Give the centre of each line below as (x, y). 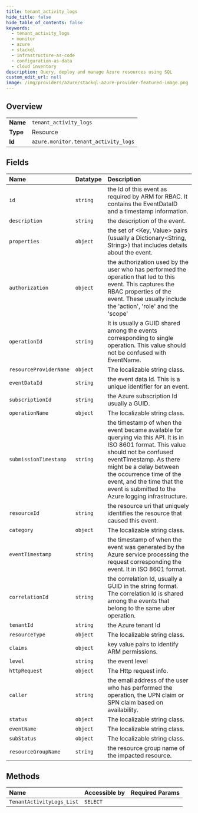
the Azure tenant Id (134, 625)
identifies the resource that (145, 513)
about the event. (130, 252)
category (21, 530)
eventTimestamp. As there (144, 459)
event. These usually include (147, 299)
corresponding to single (141, 338)
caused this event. (133, 520)
